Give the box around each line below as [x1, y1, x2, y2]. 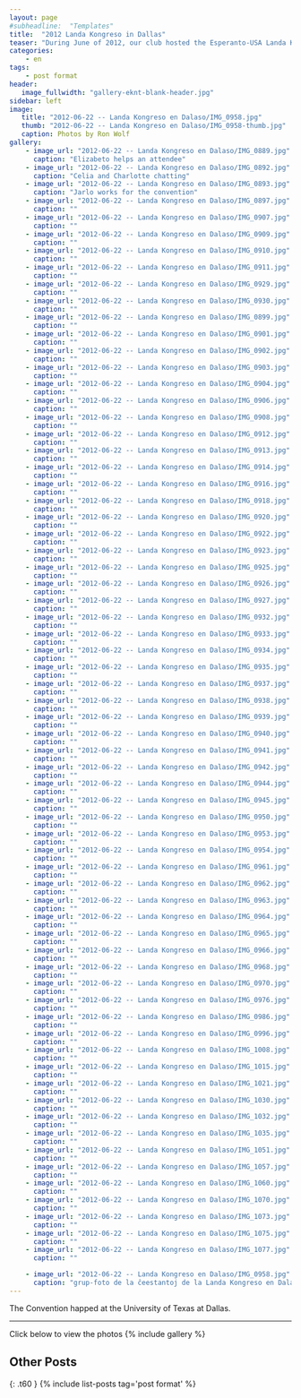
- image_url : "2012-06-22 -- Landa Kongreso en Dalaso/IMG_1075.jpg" [25, 1229, 291, 1238]
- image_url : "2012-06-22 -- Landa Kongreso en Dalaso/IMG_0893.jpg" [25, 180, 291, 189]
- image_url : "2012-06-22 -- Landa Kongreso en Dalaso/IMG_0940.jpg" [25, 729, 291, 739]
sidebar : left [9, 96, 63, 106]
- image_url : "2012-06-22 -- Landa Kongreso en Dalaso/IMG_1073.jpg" [25, 1212, 291, 1221]
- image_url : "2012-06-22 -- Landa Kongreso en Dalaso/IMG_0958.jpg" [25, 1270, 291, 1279]
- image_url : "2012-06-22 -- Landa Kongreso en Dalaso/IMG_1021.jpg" [25, 1078, 291, 1088]
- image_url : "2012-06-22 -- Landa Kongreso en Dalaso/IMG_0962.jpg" [25, 879, 291, 888]
